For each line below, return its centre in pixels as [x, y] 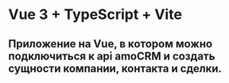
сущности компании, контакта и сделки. [115, 68]
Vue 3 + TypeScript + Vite [95, 15]
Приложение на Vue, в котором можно [111, 44]
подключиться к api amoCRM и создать [112, 56]
